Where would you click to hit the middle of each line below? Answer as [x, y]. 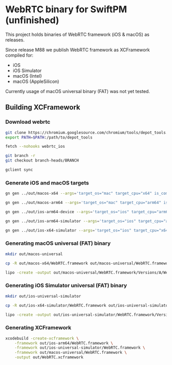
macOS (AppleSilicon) [36, 81]
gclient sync [19, 170]
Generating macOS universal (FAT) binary [58, 243]
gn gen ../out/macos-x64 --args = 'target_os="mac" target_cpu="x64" [79, 193]
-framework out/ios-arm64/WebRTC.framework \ [64, 343]
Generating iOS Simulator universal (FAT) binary [66, 286]
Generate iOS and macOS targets [47, 182]
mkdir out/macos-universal [34, 254]
